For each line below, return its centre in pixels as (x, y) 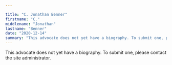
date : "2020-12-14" (26, 34)
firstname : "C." (23, 19)
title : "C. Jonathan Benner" (36, 14)
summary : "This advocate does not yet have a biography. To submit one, (84, 38)
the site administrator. (28, 58)
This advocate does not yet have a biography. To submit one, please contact (86, 52)
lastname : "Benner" (26, 28)
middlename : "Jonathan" (31, 24)
